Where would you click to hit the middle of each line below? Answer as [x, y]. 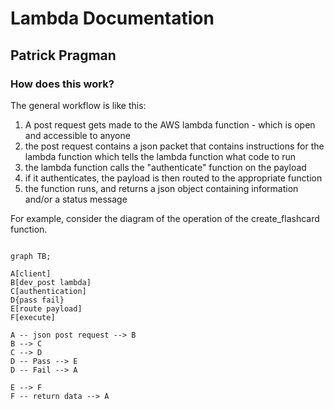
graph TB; [31, 256]
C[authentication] [48, 291]
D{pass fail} [37, 300]
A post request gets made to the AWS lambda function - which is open [170, 124]
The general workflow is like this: [78, 105]
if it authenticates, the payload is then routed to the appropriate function [173, 178]
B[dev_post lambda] [51, 282]
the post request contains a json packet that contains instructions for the [174, 146]
